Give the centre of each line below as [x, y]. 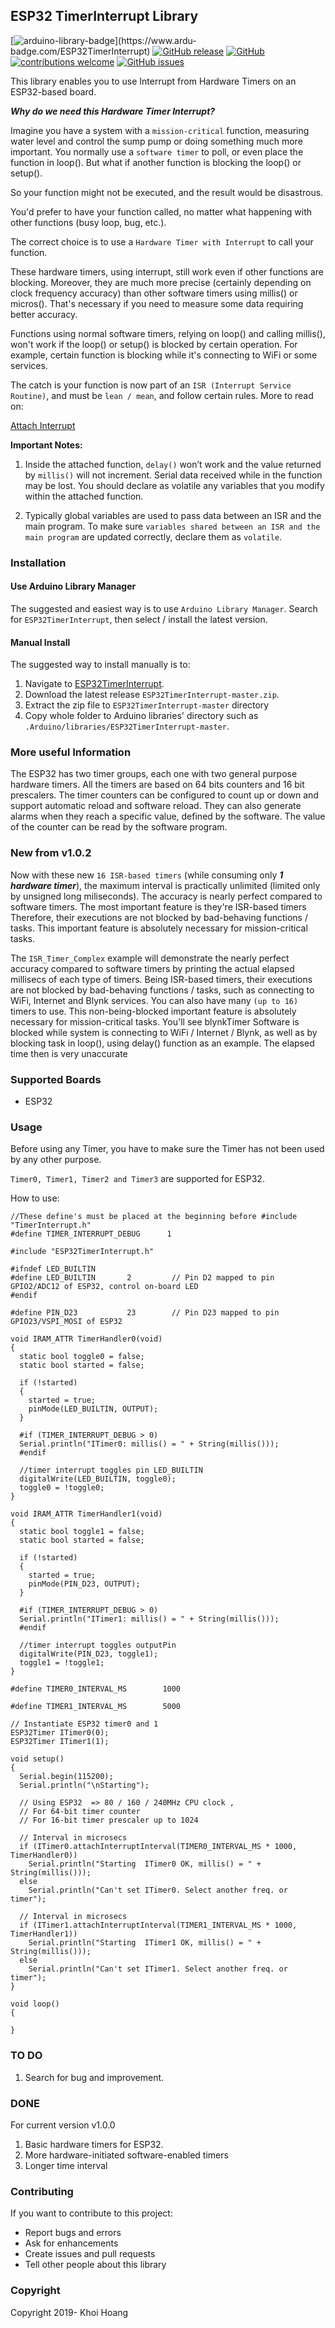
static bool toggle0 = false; [82, 1357]
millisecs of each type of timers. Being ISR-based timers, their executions [161, 979]
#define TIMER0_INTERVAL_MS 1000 [96, 1689]
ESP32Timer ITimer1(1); [60, 1742]
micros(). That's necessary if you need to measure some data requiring [157, 303]
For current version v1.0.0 [63, 2125]
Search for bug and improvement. [94, 2077]
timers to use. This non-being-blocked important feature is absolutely [153, 1011]
